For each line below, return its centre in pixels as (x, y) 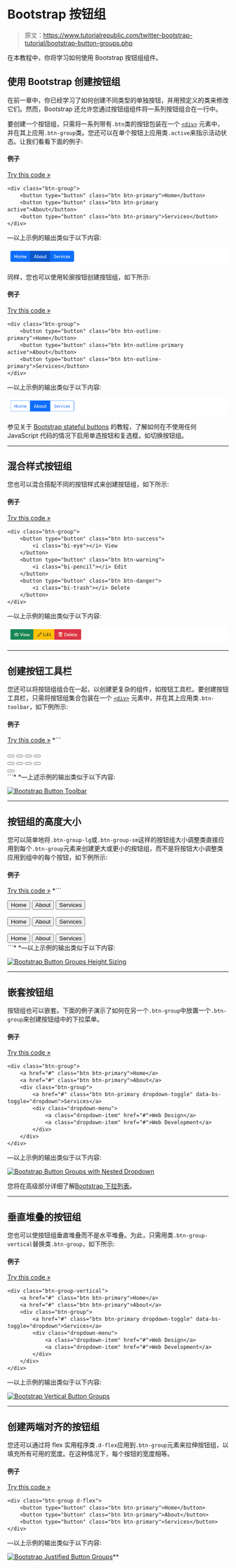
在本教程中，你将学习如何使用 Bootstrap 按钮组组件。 (85, 58)
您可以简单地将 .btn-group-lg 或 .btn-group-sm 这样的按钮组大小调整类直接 (113, 840)
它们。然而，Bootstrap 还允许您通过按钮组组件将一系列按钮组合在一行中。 (115, 109)
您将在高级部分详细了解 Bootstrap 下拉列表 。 (72, 1186)
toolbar (19, 707)
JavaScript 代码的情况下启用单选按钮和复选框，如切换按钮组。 (98, 435)
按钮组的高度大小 (44, 821)
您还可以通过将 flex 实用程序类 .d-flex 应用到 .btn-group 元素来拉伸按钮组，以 (118, 1445)
